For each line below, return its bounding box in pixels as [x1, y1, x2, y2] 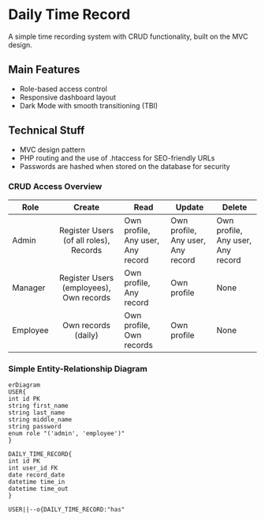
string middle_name [8, 416, 73, 424]
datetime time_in [8, 478, 65, 486]
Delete [222, 202, 248, 213]
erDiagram [8, 381, 41, 389]
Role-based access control [19, 84, 108, 93]
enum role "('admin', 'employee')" [8, 429, 125, 438]
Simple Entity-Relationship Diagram [8, 363, 147, 374]
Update [175, 202, 204, 213]
